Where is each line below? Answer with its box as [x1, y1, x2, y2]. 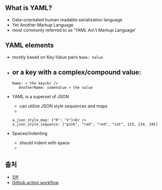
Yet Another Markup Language [12, 22, 74, 28]
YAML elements [5, 41, 54, 50]
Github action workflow [12, 180, 59, 186]
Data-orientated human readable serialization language [12, 17, 123, 22]
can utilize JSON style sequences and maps [19, 103, 108, 109]
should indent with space [19, 140, 70, 146]
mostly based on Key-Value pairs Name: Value [12, 54, 103, 60]
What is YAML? [5, 4, 52, 12]
